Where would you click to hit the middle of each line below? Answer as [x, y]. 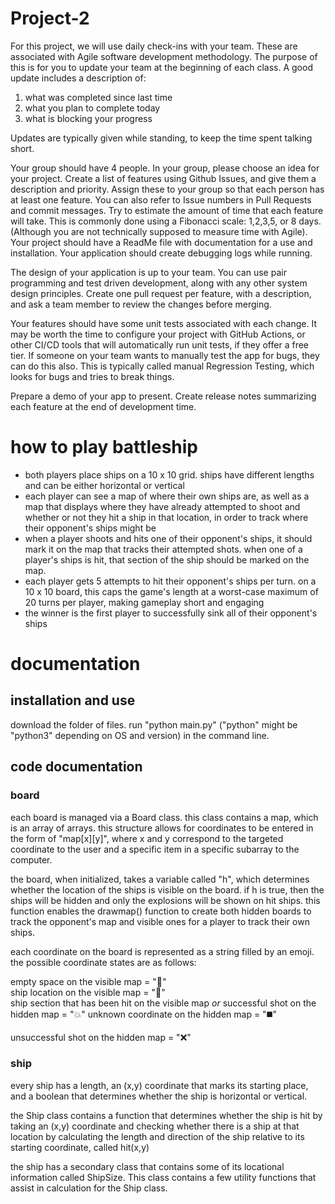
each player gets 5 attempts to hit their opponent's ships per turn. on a [170, 581]
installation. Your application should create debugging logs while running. [161, 253]
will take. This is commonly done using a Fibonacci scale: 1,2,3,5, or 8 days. [166, 221]
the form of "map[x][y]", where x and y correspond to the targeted [147, 838]
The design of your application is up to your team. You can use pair [148, 272]
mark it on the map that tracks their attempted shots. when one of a [163, 549]
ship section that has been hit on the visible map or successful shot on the [163, 1003]
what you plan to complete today [92, 108]
